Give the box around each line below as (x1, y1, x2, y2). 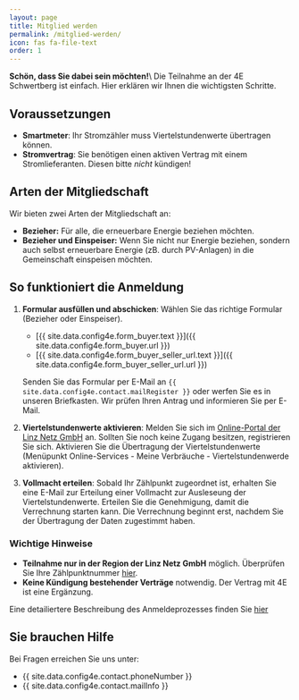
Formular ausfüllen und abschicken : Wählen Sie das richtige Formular (21, 303, 283, 314)
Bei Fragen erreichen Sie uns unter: (9, 654, 140, 664)
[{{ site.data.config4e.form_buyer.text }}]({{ (35, 330, 196, 341)
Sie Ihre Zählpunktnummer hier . (21, 567, 138, 578)
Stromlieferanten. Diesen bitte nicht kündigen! (21, 158, 192, 169)
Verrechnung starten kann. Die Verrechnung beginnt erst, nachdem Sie (21, 506, 284, 517)
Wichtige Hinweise (9, 537, 94, 550)
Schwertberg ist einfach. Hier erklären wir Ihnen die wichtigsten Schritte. (9, 80, 277, 91)
